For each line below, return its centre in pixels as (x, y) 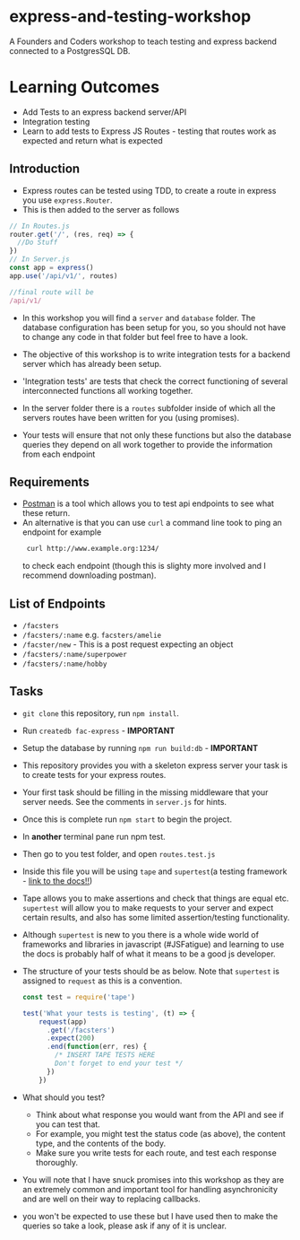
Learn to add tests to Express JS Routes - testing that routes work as (149, 131)
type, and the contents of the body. (101, 1143)
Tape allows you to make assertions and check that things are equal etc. (155, 898)
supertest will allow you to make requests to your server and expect (148, 907)
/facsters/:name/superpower (74, 655)
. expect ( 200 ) (71, 1038)
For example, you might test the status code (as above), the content (161, 1133)
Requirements (49, 482)
